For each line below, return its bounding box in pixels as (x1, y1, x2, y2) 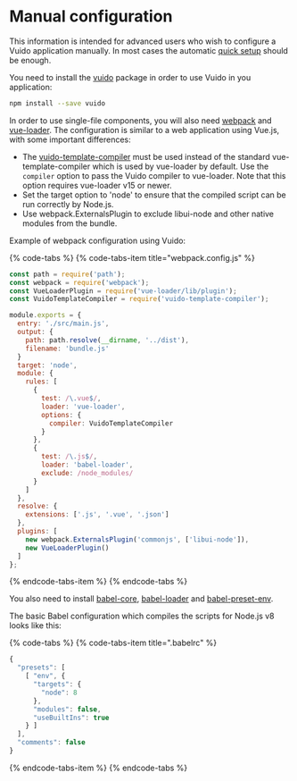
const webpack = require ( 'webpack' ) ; (9, 278, 150, 287)
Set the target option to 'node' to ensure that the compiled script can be (21, 189, 287, 200)
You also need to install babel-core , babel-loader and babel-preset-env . (9, 593, 274, 604)
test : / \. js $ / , (41, 452, 98, 461)
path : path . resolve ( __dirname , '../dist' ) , (25, 335, 190, 345)
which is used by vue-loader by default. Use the (92, 161, 269, 172)
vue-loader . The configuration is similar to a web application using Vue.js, (9, 124, 280, 135)
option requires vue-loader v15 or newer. (21, 180, 172, 190)
